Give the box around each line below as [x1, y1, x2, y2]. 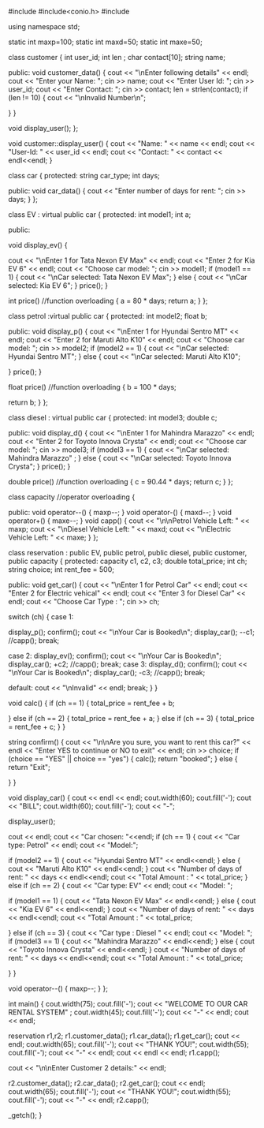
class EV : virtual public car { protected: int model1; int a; [8, 210, 191, 219]
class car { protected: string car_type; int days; [8, 171, 160, 180]
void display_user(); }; [8, 124, 79, 133]
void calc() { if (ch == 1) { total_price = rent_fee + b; [8, 698, 175, 708]
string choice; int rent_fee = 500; [8, 565, 114, 574]
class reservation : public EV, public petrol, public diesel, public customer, [8, 548, 247, 557]
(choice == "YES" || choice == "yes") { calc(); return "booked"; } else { [8, 754, 238, 764]
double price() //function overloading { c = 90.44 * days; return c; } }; [8, 477, 234, 486]
